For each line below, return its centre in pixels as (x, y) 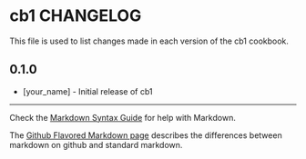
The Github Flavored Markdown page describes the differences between (146, 135)
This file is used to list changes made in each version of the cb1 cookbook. (149, 41)
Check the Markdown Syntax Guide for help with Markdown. (123, 117)
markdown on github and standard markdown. (96, 144)
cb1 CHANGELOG (76, 16)
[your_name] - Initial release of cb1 (87, 91)
